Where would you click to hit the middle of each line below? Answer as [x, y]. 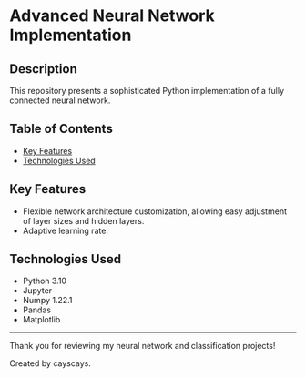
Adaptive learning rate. [66, 230]
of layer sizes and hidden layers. [83, 220]
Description [43, 69]
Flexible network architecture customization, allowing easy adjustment [154, 211]
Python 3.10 [44, 281]
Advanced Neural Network [112, 16]
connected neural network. [60, 100]
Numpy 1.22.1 [47, 301]
